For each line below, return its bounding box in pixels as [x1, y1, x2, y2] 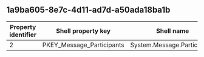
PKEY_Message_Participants [42, 41, 124, 49]
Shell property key [56, 27, 111, 35]
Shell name [155, 27, 189, 35]
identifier [9, 30, 36, 39]
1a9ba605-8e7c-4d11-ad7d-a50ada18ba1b [6, 5, 171, 15]
